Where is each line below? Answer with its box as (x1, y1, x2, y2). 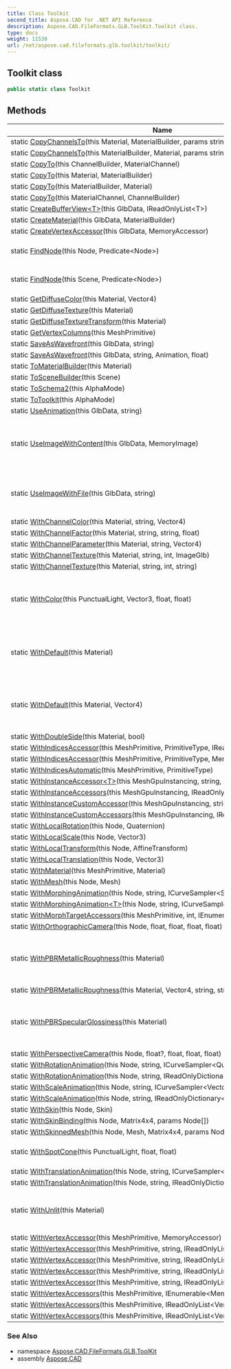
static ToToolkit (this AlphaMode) (10, 395, 115, 404)
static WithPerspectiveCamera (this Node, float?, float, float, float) (10, 1049, 222, 1058)
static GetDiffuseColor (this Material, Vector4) (10, 294, 157, 303)
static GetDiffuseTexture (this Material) (10, 305, 134, 315)
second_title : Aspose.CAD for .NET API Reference (7, 17, 153, 23)
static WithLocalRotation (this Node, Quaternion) (10, 821, 166, 831)
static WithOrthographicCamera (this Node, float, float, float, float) (10, 921, 223, 931)
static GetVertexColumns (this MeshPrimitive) (10, 327, 156, 337)
